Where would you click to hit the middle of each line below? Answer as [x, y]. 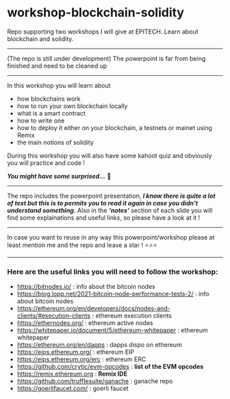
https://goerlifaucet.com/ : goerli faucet [73, 389]
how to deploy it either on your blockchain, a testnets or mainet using [114, 127]
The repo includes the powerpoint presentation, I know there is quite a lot [111, 196]
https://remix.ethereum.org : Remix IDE [72, 374]
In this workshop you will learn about [59, 85]
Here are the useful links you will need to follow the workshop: [113, 272]
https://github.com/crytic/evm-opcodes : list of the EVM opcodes [110, 367]
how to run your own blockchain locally [72, 106]
